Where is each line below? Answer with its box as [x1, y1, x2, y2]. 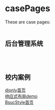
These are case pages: [5, 19, 51, 25]
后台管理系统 [5, 39, 43, 48]
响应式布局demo [5, 93, 38, 99]
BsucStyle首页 [5, 99, 34, 105]
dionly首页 [5, 87, 26, 93]
